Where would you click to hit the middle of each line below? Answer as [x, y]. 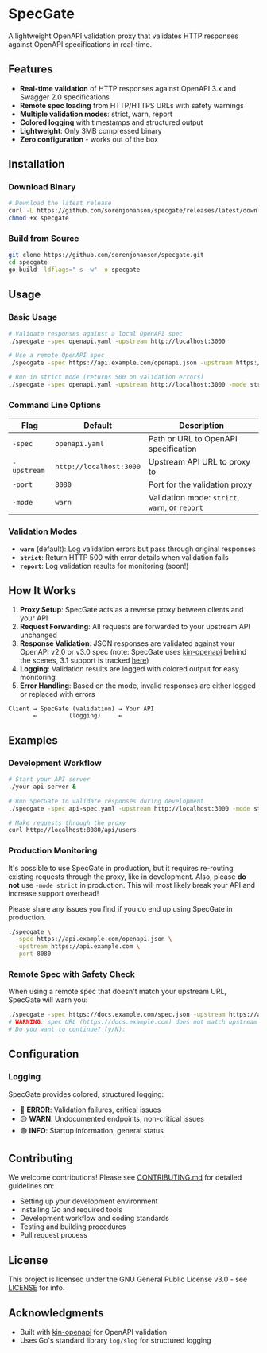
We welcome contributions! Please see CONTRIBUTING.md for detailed [125, 1177]
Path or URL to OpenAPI [193, 439]
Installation [37, 164]
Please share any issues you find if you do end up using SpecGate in [120, 908]
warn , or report [176, 507]
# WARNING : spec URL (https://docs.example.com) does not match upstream [133, 1022]
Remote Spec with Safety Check [72, 974]
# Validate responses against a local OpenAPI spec [95, 334]
